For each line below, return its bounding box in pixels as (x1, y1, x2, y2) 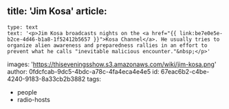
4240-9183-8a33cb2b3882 (7, 75, 86, 83)
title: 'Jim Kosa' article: (7, 6, 107, 17)
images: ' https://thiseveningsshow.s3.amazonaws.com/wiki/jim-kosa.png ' (7, 60, 217, 68)
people (17, 88, 38, 96)
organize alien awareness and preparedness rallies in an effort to (7, 41, 208, 49)
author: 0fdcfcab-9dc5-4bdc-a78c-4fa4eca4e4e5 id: (7, 67, 160, 75)
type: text (7, 23, 39, 30)
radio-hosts (17, 95, 50, 103)
